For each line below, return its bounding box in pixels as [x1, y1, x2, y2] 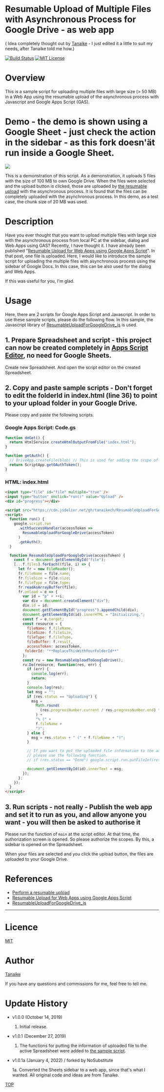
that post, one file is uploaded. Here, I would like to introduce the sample [5, 253, 151, 259]
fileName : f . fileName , [26, 626, 73, 631]
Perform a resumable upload [12, 889, 70, 895]
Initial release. [19, 1023, 48, 1029]
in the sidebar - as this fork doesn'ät [5, 137, 155, 148]
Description [5, 216, 54, 227]
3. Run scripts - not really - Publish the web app [5, 802, 153, 811]
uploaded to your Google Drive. [5, 856, 68, 862]
